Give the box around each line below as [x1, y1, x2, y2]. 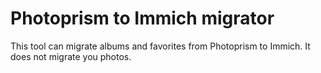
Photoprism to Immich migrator [10, 7, 275, 30]
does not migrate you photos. [10, 50, 132, 62]
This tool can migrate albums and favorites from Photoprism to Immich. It [10, 40, 311, 52]
